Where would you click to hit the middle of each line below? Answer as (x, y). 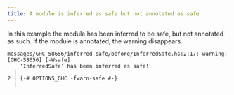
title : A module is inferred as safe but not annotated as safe (103, 14)
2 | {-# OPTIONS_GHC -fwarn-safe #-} (63, 78)
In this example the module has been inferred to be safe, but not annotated (116, 34)
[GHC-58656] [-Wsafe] (39, 60)
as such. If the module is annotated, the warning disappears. (95, 41)
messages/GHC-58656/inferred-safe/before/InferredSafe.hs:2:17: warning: (118, 54)
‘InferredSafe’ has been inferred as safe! (85, 66)
